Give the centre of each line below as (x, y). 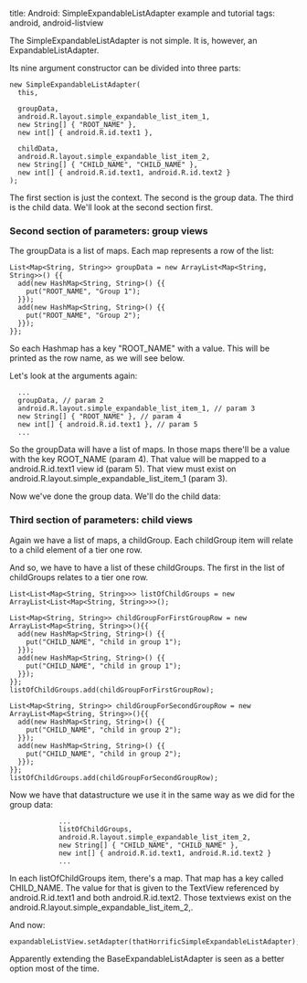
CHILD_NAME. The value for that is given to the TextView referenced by (144, 888)
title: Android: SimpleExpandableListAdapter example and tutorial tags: (143, 13)
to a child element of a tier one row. (76, 550)
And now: (27, 925)
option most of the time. (55, 968)
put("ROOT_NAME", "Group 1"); (84, 291)
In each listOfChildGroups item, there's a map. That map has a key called (147, 878)
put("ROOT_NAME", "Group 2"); (84, 316)
